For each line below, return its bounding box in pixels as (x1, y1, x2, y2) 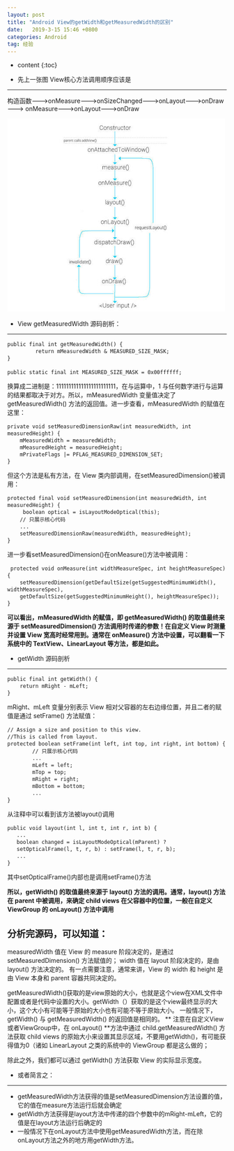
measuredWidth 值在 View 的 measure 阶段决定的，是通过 (7, 948, 174, 956)
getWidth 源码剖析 (17, 655, 70, 663)
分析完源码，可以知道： (7, 927, 108, 940)
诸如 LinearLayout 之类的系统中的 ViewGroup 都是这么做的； (35, 1041, 210, 1049)
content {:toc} (17, 61, 58, 69)
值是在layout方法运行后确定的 (17, 1118, 102, 1127)
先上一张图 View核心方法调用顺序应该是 (17, 76, 132, 84)
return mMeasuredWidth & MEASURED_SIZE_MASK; (35, 348, 170, 355)
